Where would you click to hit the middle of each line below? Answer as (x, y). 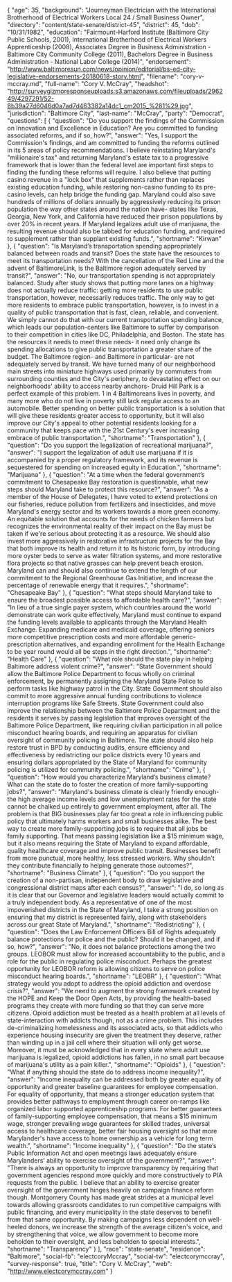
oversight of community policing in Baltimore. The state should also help (110, 740)
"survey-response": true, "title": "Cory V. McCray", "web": (90, 1264)
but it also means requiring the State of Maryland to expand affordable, (108, 843)
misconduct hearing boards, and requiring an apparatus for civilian (102, 733)
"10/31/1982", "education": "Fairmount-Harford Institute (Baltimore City (108, 32)
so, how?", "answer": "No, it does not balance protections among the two (111, 946)
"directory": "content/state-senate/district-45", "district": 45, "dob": (104, 25)
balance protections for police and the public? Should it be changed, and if (114, 939)
